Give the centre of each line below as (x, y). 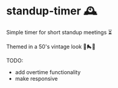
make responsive (36, 78)
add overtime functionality (48, 72)
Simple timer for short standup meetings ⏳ (59, 32)
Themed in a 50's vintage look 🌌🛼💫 (51, 46)
